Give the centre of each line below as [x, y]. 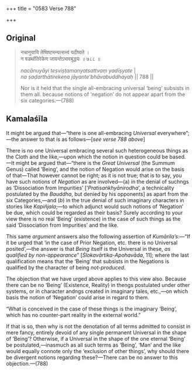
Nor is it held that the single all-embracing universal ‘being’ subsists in [105, 88]
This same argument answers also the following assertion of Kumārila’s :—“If [98, 236]
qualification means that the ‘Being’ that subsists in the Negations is [88, 261]
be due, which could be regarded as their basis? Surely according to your [94, 212]
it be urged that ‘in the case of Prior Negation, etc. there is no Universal [92, 243]
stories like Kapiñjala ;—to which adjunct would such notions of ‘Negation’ [95, 206]
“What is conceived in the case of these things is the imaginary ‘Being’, [92, 309]
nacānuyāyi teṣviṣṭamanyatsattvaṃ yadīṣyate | [78, 70]
